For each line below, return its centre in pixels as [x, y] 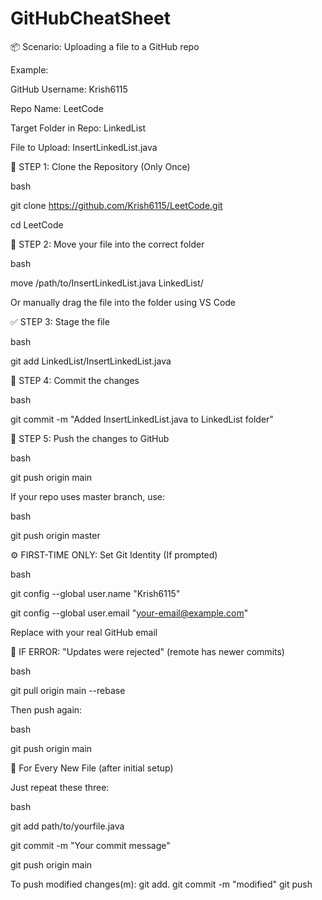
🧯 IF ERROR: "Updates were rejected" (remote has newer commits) [147, 651]
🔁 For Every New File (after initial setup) [92, 768]
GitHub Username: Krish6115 [69, 89]
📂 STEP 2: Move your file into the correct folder [107, 244]
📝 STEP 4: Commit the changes [75, 380]
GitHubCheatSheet [90, 18]
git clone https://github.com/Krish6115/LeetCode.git [116, 205]
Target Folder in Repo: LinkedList [78, 128]
